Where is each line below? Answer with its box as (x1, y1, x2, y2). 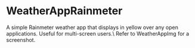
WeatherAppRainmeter (6, 4, 123, 18)
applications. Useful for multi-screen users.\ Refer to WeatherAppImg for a (6, 30, 190, 37)
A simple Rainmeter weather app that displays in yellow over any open (6, 24, 179, 31)
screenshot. (6, 36, 36, 43)
